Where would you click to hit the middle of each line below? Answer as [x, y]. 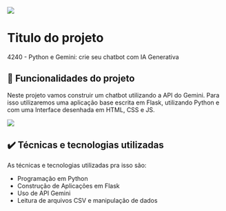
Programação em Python [52, 178]
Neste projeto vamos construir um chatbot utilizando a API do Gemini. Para [113, 95]
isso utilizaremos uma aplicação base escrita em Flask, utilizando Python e [113, 102]
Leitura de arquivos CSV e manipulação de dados [87, 200]
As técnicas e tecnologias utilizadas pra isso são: [77, 165]
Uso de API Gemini [44, 193]
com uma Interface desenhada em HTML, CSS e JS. [81, 109]
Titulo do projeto [55, 38]
